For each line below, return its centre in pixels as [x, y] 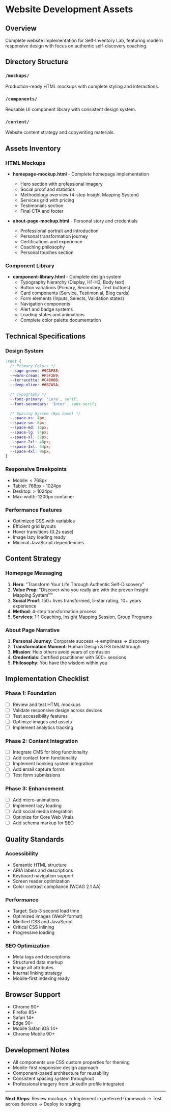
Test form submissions [36, 775]
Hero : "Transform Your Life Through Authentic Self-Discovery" [78, 584]
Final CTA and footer [42, 211]
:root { [13, 361]
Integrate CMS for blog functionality [50, 752]
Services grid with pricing [47, 200]
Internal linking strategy [37, 973]
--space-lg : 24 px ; [30, 433]
